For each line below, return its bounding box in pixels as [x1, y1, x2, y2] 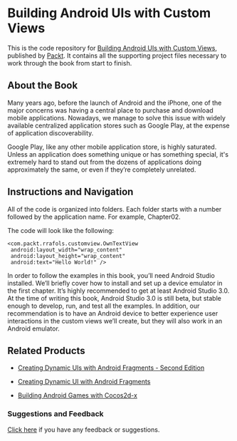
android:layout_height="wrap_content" [10, 252, 126, 259]
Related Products [7, 344, 85, 357]
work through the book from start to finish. [7, 58, 132, 67]
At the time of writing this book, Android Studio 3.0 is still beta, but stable [7, 294, 222, 302]
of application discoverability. [7, 128, 94, 137]
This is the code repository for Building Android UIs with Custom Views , [7, 43, 217, 52]
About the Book [7, 80, 78, 92]
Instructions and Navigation [7, 186, 134, 198]
